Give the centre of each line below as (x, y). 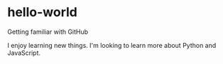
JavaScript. (24, 53)
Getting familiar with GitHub (48, 32)
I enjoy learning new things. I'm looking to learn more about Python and (112, 45)
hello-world (43, 12)
